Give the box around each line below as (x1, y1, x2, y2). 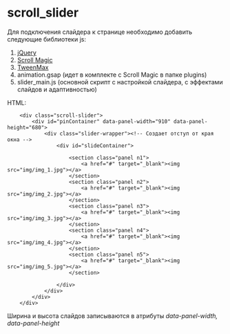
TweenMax (17, 63, 49, 71)
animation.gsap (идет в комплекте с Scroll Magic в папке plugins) (17, 71, 207, 79)
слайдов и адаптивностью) (17, 85, 98, 93)
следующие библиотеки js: (7, 35, 86, 43)
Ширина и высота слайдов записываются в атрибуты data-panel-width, (7, 311, 218, 319)
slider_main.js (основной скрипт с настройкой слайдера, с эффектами (17, 77, 223, 86)
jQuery (17, 48, 36, 57)
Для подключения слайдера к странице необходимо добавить (7, 28, 193, 36)
